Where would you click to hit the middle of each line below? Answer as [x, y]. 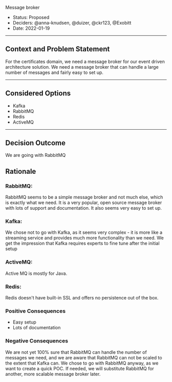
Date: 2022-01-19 [31, 28]
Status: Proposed [31, 17]
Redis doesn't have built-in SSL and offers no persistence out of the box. [82, 298]
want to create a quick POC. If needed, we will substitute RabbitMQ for [80, 368]
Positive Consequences [35, 311]
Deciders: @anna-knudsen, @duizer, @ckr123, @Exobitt [72, 23]
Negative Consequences [37, 341]
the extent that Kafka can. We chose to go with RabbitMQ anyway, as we [82, 363]
